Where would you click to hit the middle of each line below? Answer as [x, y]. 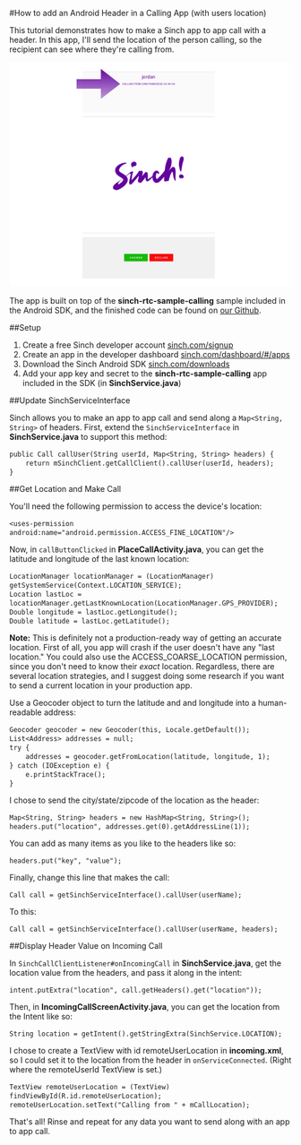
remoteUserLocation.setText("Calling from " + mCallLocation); [130, 1106]
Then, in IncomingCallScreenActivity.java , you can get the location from [145, 1007]
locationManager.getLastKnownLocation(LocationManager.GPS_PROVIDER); [144, 604]
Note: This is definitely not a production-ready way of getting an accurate [146, 638]
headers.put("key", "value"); [66, 861]
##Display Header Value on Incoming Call [86, 946]
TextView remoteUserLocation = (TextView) [90, 1088]
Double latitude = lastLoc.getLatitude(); [90, 622]
